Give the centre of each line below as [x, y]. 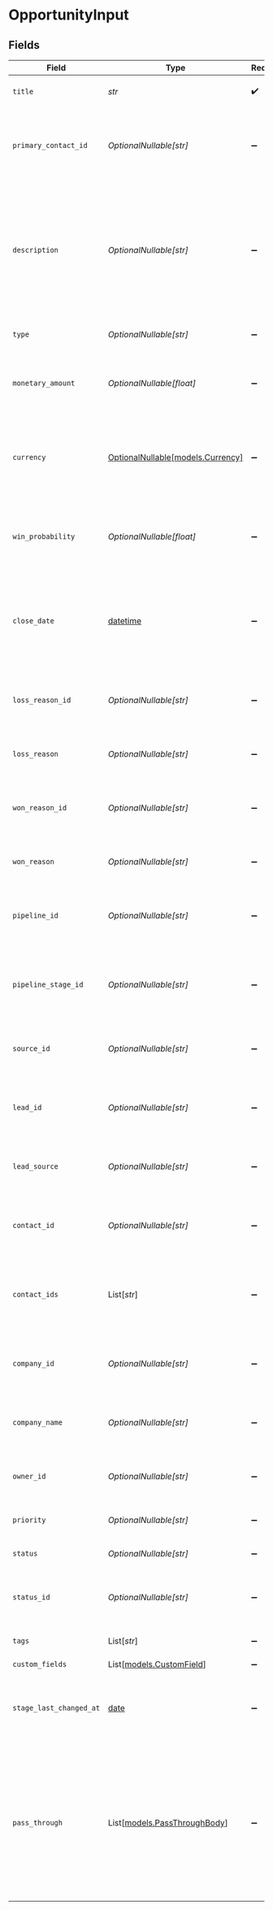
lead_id [27, 1107]
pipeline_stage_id [48, 985]
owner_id [29, 1476]
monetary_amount [44, 383]
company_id [33, 1363]
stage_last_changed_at [56, 1708]
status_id [31, 1597]
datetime [125, 621]
